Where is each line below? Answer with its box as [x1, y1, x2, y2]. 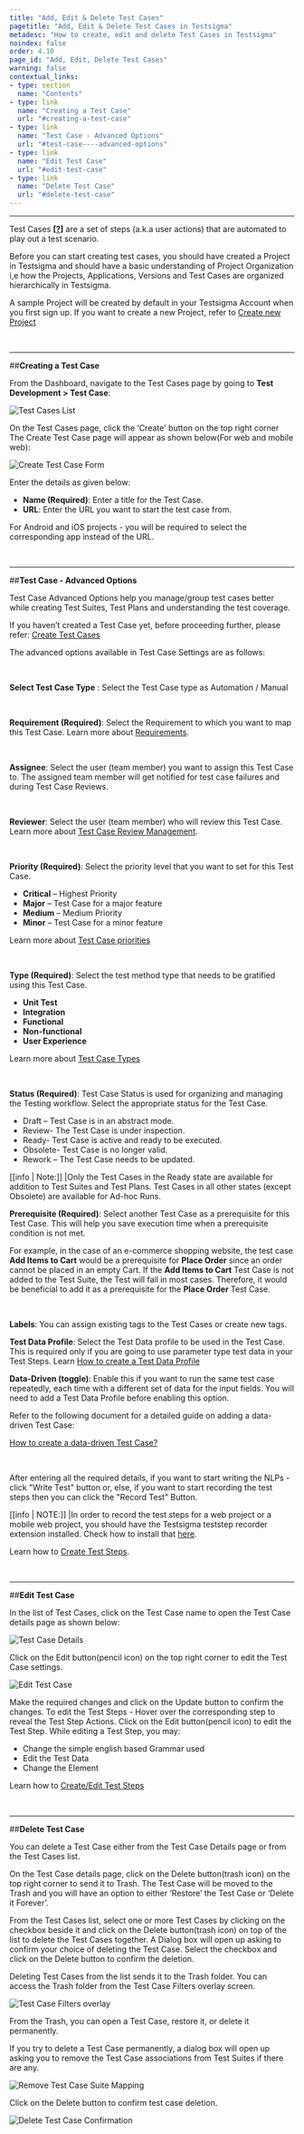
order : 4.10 [9, 47, 54, 56]
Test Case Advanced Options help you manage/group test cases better [9, 593, 274, 603]
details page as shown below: [9, 1617, 120, 1627]
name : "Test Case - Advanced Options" [17, 131, 165, 141]
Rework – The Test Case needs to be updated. [22, 1154, 195, 1165]
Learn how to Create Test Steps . [9, 1547, 129, 1557]
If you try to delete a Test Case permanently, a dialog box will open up [9, 2043, 271, 2053]
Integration [22, 1007, 66, 1017]
